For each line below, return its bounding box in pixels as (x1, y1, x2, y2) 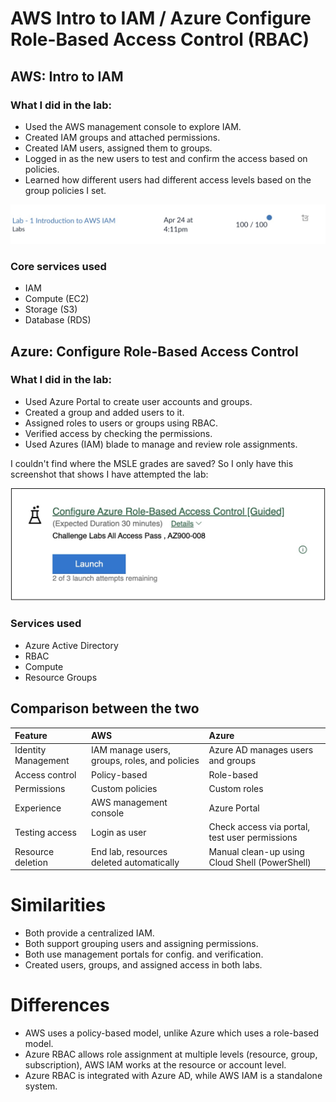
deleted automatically (91, 856, 180, 868)
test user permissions (208, 832, 298, 844)
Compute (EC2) (24, 293, 90, 305)
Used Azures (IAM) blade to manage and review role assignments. (24, 438, 298, 450)
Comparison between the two (10, 700, 200, 717)
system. (24, 1080, 58, 1092)
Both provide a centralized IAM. (24, 927, 155, 939)
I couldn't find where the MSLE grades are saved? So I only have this (10, 457, 294, 469)
